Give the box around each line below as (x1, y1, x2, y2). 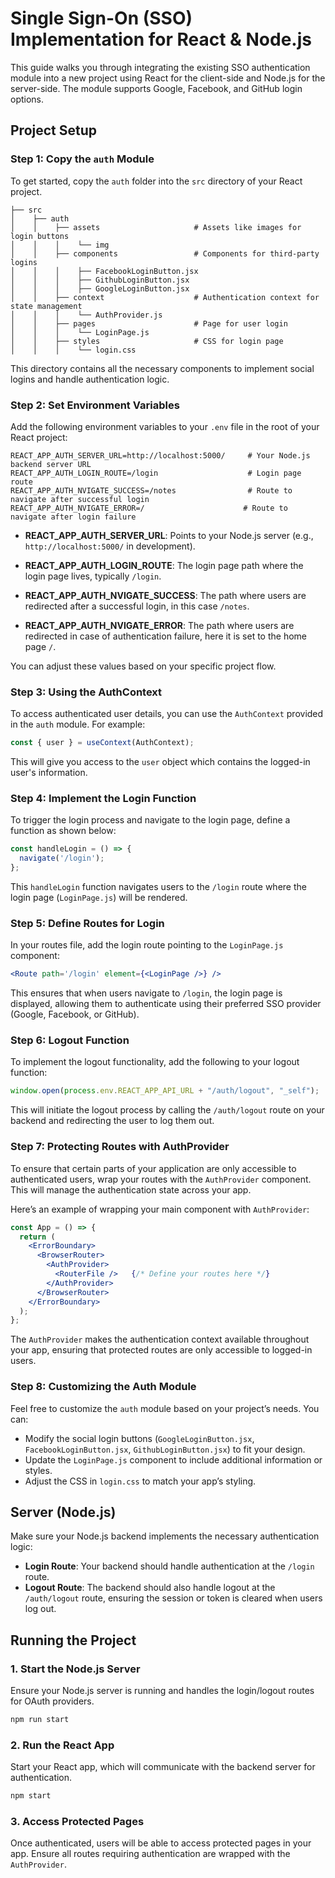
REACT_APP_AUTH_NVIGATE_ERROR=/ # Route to (10, 503, 288, 513)
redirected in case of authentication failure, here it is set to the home (24, 630, 308, 642)
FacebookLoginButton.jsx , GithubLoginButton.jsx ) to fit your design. (24, 1443, 306, 1455)
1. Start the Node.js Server (10, 1662, 141, 1676)
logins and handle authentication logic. (10, 373, 170, 385)
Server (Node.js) (10, 1503, 117, 1521)
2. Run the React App (10, 1738, 115, 1752)
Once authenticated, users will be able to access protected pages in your (10, 1837, 312, 1849)
